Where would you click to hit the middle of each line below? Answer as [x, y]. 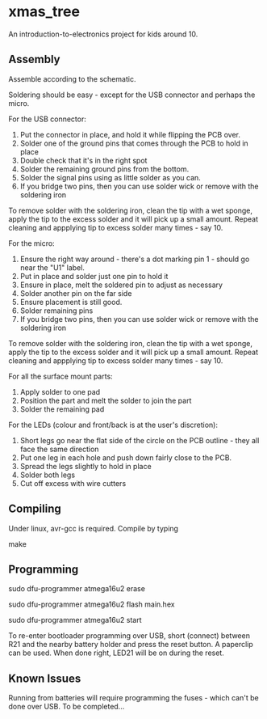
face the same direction [59, 449]
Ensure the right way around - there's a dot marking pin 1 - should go [135, 259]
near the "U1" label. [52, 267]
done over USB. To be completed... [67, 707]
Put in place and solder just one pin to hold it [94, 276]
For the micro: [31, 243]
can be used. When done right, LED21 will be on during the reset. [116, 653]
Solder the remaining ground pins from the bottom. [104, 169]
